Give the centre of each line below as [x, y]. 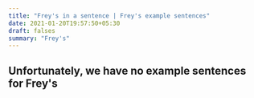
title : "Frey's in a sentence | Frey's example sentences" [109, 16]
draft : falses [32, 31]
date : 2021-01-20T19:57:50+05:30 [64, 23]
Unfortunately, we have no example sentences [127, 70]
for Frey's [33, 83]
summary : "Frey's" [39, 38]
